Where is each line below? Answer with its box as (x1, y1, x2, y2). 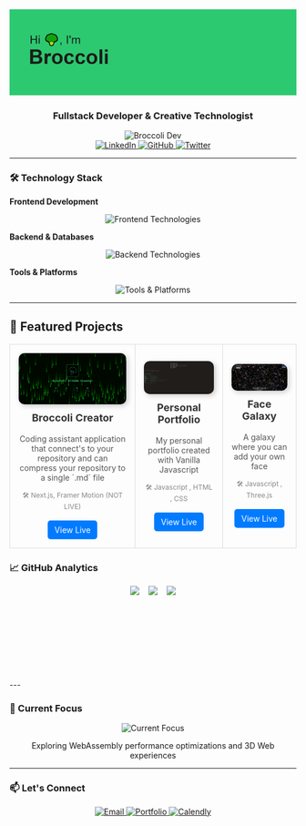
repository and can (36, 453, 108, 464)
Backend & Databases (9, 231, 95, 242)
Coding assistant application (19, 433, 126, 444)
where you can (231, 442, 288, 453)
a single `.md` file (40, 472, 105, 483)
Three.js (246, 491, 273, 500)
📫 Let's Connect (9, 782, 86, 795)
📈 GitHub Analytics (9, 561, 98, 574)
